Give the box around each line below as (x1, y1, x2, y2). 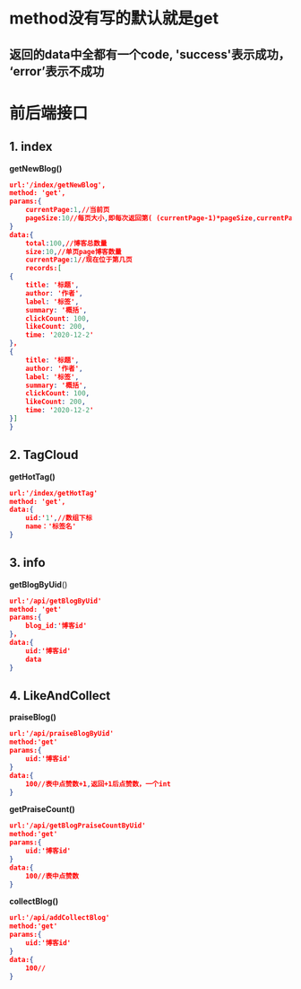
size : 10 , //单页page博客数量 (25, 247, 123, 256)
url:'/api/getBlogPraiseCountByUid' (9, 821, 146, 831)
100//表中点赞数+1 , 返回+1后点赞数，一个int (25, 779, 172, 789)
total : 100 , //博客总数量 (25, 239, 107, 248)
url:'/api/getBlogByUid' (9, 596, 102, 605)
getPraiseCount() (9, 804, 76, 815)
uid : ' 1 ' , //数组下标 (25, 514, 92, 523)
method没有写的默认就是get (9, 8, 219, 29)
